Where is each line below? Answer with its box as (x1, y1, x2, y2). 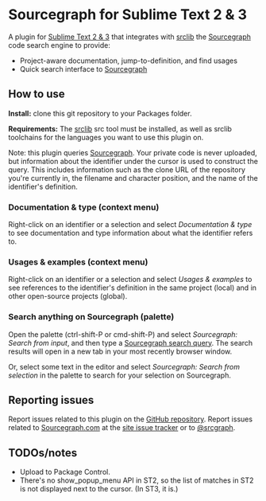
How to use (8, 88, 65, 101)
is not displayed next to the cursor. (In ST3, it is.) (19, 484, 179, 494)
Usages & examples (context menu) (8, 256, 148, 268)
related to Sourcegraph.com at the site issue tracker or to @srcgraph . (8, 423, 236, 433)
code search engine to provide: (8, 40, 111, 49)
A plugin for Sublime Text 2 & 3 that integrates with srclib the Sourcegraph (8, 32, 252, 41)
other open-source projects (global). (8, 292, 128, 301)
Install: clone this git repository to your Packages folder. (8, 108, 192, 118)
